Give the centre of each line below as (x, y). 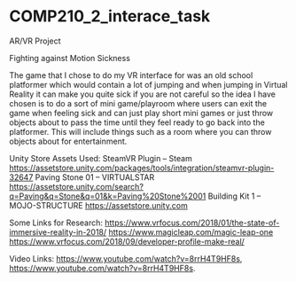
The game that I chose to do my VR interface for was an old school (131, 75)
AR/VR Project (35, 41)
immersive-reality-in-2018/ (58, 231)
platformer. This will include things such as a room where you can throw (140, 131)
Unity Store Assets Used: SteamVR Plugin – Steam (101, 158)
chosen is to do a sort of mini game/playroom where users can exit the (138, 103)
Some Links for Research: (56, 223)
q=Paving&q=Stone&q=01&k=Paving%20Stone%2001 (108, 196)
